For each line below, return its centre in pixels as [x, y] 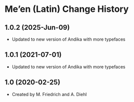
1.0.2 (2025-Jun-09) [37, 27]
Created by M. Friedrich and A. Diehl [49, 94]
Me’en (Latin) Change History [67, 9]
